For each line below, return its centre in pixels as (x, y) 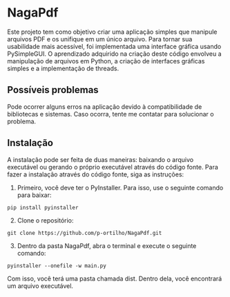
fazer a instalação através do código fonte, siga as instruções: (96, 174)
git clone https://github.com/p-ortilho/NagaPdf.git (85, 233)
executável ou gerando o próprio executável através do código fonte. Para (113, 167)
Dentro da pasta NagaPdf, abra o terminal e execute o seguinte (107, 245)
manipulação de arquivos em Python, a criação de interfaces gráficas (106, 61)
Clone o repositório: (45, 220)
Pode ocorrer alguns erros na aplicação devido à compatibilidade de (105, 106)
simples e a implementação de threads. (63, 68)
